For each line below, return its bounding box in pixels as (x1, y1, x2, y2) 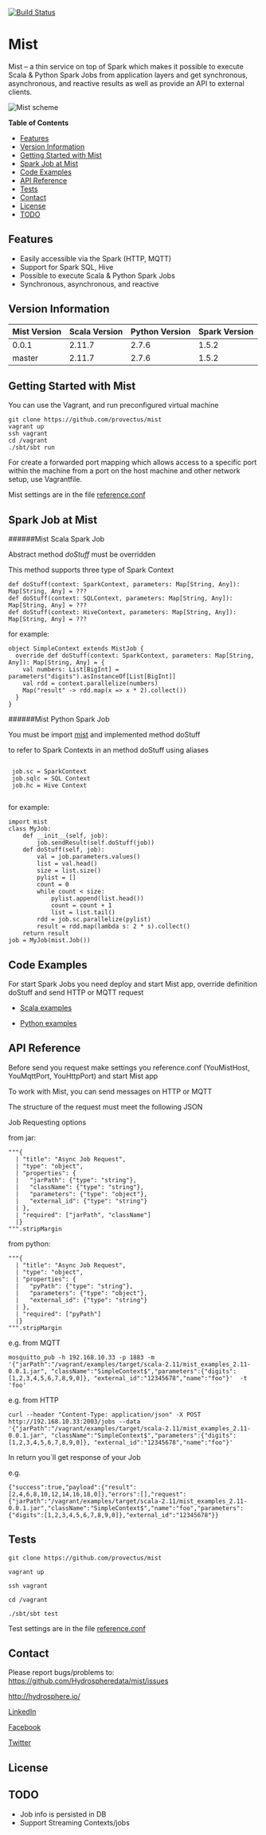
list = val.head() (37, 860, 98, 868)
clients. (8, 87, 33, 96)
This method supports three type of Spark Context (8, 565, 174, 575)
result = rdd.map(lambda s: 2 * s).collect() (37, 922, 191, 931)
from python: (8, 1238, 51, 1248)
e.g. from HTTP (8, 1395, 59, 1405)
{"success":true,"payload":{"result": (8, 1483, 137, 1491)
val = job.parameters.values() (37, 853, 141, 861)
